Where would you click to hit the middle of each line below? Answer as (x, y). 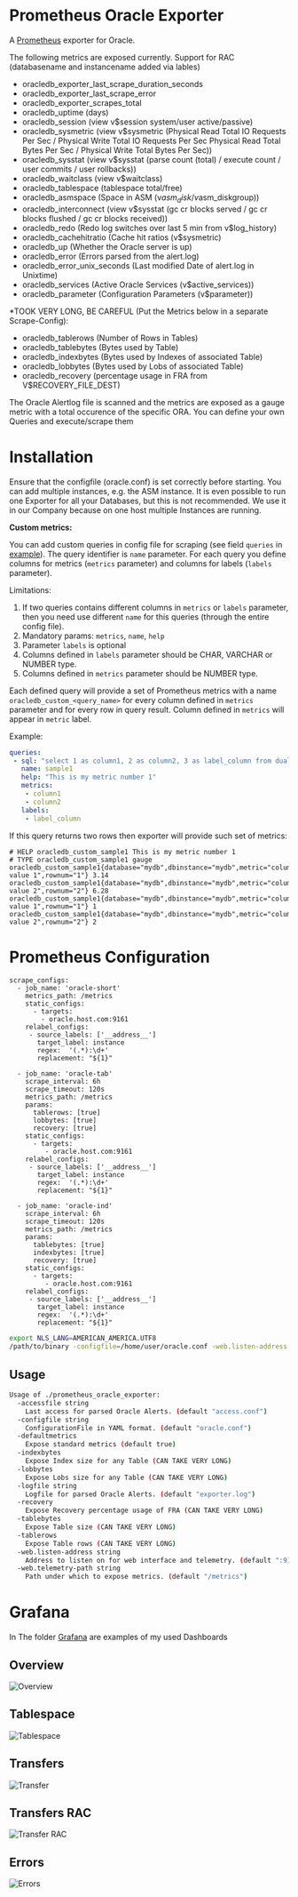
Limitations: (30, 590)
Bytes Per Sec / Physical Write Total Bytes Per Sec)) (117, 150)
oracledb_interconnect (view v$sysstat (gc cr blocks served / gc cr (145, 209)
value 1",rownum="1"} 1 (53, 906)
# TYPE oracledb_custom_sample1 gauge (81, 860)
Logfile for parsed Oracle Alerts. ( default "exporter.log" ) (140, 1494)
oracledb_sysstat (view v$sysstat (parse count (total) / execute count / (151, 159)
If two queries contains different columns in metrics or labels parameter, (155, 607)
